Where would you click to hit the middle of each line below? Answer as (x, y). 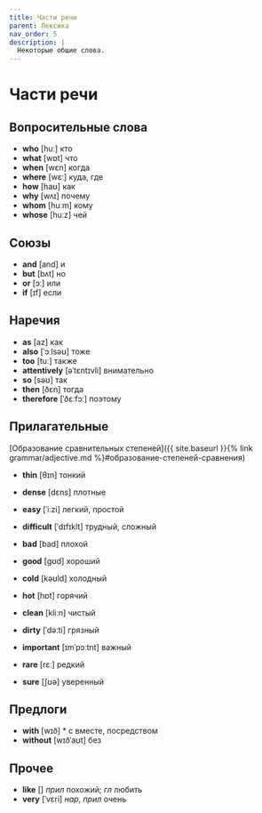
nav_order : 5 (33, 34)
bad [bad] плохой (55, 543)
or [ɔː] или (41, 283)
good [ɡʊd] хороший (61, 560)
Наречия (35, 321)
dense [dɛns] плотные (64, 492)
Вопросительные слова (79, 127)
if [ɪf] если (42, 292)
